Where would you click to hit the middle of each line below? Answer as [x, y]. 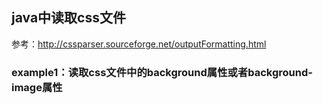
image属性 [37, 87]
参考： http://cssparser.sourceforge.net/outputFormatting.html [139, 44]
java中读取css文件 [68, 18]
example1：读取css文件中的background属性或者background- [162, 72]
